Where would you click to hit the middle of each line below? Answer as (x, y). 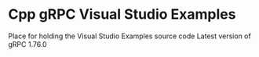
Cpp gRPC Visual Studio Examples (122, 14)
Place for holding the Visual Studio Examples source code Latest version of (129, 36)
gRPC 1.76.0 (27, 44)
